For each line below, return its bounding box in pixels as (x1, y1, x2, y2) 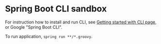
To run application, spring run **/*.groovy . (5, 33, 93, 39)
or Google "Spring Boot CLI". (5, 24, 63, 30)
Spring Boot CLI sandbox (5, 3, 107, 14)
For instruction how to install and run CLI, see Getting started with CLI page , (5, 19, 157, 25)
